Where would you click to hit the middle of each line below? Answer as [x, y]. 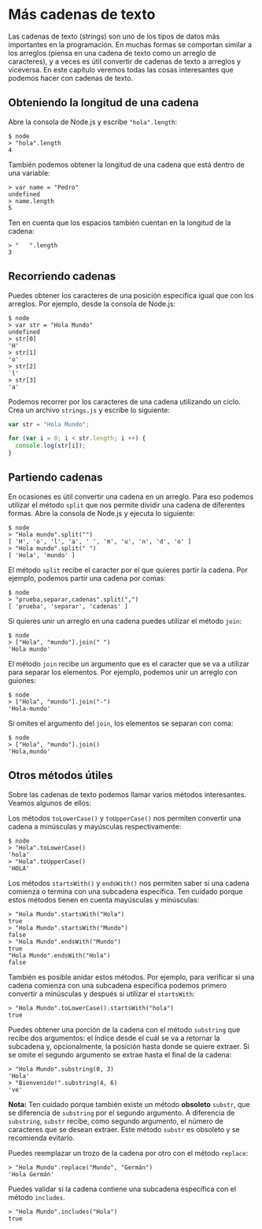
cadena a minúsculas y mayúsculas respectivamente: [95, 826]
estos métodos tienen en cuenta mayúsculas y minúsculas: [104, 899]
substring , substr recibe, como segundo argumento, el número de [116, 1121]
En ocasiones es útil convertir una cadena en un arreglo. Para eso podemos [131, 496]
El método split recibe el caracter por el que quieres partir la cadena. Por [128, 570]
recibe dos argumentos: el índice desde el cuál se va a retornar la [114, 1038]
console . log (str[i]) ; [51, 446]
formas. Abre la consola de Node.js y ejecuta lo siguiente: [101, 513]
